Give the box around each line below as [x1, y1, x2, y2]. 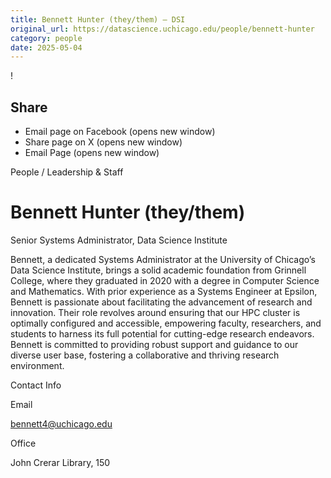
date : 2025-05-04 [10, 42, 83, 53]
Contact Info [10, 379, 62, 391]
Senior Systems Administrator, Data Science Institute [10, 234, 228, 246]
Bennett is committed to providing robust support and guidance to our [10, 339, 299, 350]
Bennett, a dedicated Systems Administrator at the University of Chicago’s [10, 254, 316, 265]
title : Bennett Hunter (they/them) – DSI [10, 14, 186, 25]
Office [10, 437, 37, 449]
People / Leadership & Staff [10, 166, 124, 178]
